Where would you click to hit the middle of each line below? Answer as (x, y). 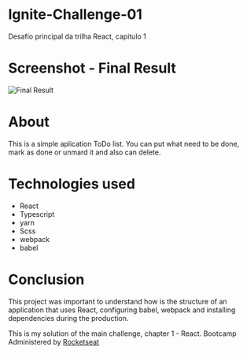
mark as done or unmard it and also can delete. (85, 152)
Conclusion (46, 279)
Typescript (37, 214)
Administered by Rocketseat (54, 341)
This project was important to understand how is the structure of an (118, 301)
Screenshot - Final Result (92, 68)
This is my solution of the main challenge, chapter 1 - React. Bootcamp (123, 334)
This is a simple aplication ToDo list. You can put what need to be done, (124, 143)
